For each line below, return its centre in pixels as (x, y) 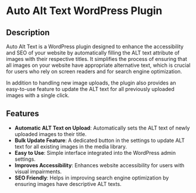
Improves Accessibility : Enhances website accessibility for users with (99, 165)
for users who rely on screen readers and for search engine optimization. (94, 71)
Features (23, 114)
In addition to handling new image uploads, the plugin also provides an (91, 83)
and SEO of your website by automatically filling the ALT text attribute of (93, 53)
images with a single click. (38, 95)
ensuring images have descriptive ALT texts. (68, 184)
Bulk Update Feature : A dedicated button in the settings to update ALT (100, 140)
